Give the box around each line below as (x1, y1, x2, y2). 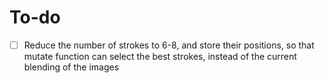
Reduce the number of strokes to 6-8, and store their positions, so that (23, 39, 315, 51)
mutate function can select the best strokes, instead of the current (23, 51, 297, 62)
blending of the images (23, 61, 120, 73)
